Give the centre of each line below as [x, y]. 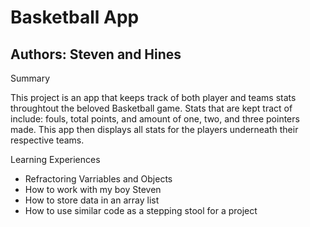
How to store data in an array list [92, 200]
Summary [30, 78]
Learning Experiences [55, 159]
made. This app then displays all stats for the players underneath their [154, 129]
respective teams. [47, 140]
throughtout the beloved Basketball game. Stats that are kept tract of [151, 108]
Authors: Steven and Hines [96, 54]
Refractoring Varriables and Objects [98, 179]
